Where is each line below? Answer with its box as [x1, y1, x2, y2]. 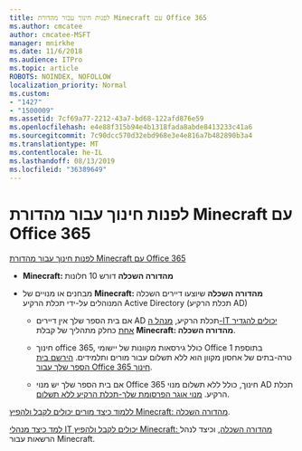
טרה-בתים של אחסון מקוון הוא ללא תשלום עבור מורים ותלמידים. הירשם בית [35, 352, 292, 363]
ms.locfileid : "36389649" [9, 165, 107, 174]
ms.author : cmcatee [9, 22, 83, 31]
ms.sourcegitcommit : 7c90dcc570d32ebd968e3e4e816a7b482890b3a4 [9, 131, 253, 140]
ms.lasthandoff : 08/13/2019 [9, 156, 116, 166]
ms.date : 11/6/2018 [9, 47, 83, 56]
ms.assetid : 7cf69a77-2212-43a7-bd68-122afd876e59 [9, 114, 204, 123]
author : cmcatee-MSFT [9, 30, 91, 39]
